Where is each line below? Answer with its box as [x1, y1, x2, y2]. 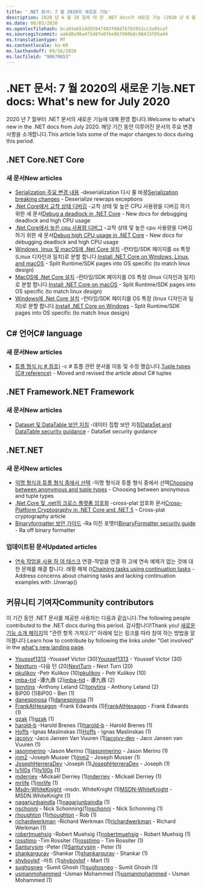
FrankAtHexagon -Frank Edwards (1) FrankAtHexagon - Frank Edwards [14, 703, 189, 710]
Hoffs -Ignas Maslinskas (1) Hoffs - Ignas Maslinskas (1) [14, 728, 151, 735]
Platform [14, 506, 37, 514]
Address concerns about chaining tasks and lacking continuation [14, 572, 176, 579]
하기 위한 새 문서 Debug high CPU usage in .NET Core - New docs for [14, 231, 183, 239]
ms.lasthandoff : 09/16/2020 [6, 48, 77, 54]
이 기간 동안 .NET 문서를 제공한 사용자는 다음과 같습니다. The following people [6, 614, 191, 621]
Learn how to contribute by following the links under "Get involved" [26, 637, 194, 644]
